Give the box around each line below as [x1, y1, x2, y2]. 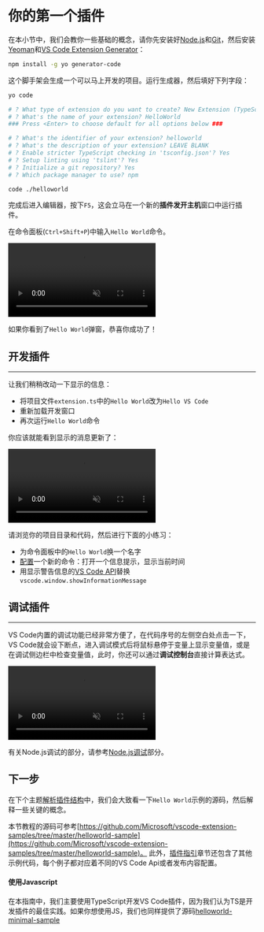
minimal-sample [8, 915, 60, 925]
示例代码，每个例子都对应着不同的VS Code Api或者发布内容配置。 [8, 858, 222, 867]
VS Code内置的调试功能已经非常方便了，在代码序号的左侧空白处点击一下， [8, 630, 250, 640]
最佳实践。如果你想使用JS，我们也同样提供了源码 [35, 907, 196, 916]
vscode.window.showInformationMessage [19, 577, 147, 585]
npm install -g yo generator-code [8, 60, 122, 68]
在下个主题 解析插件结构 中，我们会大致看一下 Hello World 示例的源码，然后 [8, 795, 247, 804]
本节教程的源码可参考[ [8, 821, 80, 831]
